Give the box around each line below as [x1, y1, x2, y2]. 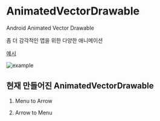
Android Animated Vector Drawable [6, 24, 95, 31]
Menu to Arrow [14, 97, 53, 104]
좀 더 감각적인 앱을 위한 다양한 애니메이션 [6, 36, 103, 44]
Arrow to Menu [14, 109, 53, 116]
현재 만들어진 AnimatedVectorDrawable [6, 80, 154, 91]
